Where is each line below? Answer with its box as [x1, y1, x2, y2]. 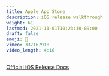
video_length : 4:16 [6, 47, 55, 53]
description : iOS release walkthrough [6, 14, 103, 20]
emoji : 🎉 [6, 36, 28, 42]
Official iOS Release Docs [6, 64, 69, 71]
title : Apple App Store [6, 8, 66, 15]
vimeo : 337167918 [6, 42, 50, 48]
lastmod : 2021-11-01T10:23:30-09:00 [6, 25, 98, 31]
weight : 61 [6, 20, 34, 26]
